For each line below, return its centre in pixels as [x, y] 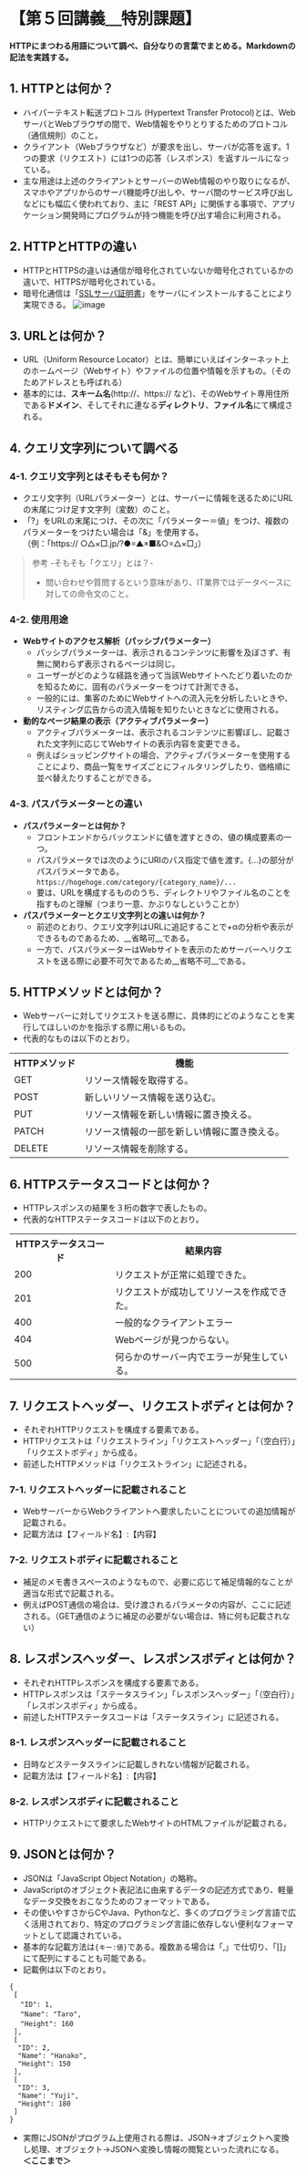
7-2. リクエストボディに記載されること [94, 1560]
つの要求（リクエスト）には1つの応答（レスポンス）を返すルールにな [152, 158]
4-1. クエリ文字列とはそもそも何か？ [89, 476]
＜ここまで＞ [46, 2160]
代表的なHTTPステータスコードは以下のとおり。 [113, 1220]
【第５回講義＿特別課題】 [106, 19]
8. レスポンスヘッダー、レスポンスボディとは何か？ [153, 1659]
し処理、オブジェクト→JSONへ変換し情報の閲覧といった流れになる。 [153, 2148]
